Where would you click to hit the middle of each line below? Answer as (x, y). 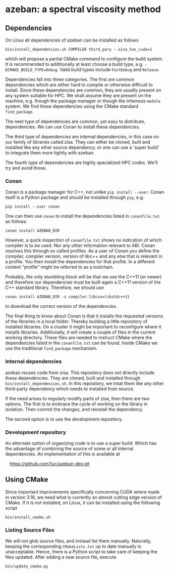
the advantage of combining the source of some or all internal (69, 448)
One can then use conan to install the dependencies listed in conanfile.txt (82, 216)
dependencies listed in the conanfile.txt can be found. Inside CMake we (81, 343)
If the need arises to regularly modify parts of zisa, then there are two (77, 398)
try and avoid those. (26, 168)
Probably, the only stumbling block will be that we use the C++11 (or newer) (83, 277)
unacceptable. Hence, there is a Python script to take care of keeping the (81, 552)
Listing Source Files (30, 530)
